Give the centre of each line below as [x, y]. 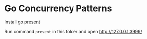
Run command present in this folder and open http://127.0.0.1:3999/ [73, 31]
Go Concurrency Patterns [58, 9]
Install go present [22, 22]
